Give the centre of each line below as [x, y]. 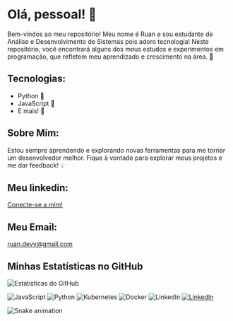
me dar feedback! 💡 [36, 165]
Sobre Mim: [33, 133]
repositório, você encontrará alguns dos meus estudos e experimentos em [116, 49]
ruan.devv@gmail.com [40, 244]
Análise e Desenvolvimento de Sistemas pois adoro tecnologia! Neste [108, 41]
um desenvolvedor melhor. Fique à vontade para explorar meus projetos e [115, 158]
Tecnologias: [36, 79]
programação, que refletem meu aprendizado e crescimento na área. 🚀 [110, 57]
